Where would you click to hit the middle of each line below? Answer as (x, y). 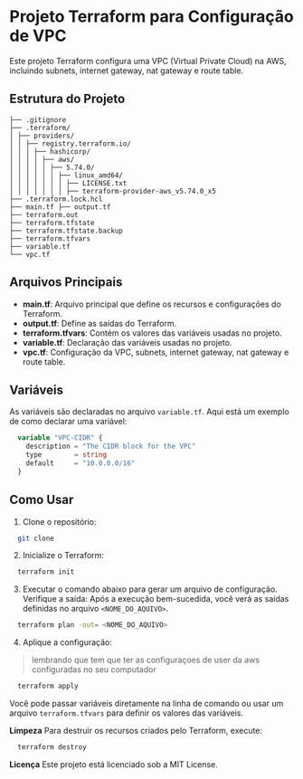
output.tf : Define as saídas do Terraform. (99, 323)
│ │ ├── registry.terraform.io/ (70, 143)
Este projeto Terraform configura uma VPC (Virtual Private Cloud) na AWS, (148, 61)
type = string (66, 455)
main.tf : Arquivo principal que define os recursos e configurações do (152, 304)
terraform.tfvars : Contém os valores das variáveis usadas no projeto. (152, 333)
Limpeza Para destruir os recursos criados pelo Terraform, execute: (136, 731)
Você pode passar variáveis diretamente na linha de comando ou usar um (147, 704)
